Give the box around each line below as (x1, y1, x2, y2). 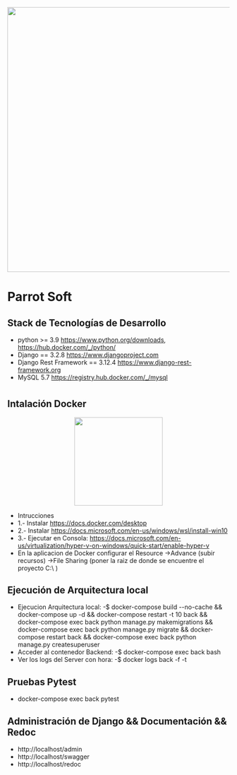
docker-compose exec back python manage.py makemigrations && (17, 618, 214, 627)
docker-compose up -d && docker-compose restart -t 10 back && (17, 610, 208, 619)
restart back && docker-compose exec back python (46, 633, 197, 641)
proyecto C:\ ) (17, 564, 59, 572)
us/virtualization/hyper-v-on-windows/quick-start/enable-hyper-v (17, 541, 209, 550)
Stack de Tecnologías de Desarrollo (7, 316, 166, 329)
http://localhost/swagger (17, 752, 90, 761)
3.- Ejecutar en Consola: (17, 533, 88, 542)
